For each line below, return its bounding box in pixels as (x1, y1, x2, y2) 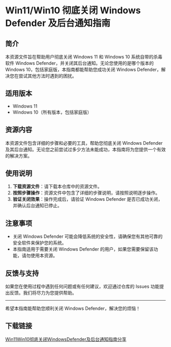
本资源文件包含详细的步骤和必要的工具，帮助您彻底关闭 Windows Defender (5, 140, 163, 146)
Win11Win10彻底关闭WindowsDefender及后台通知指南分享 (5, 336, 127, 342)
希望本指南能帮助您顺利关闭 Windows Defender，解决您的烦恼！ (5, 305, 141, 311)
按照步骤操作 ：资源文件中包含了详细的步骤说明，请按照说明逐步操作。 (12, 190, 160, 196)
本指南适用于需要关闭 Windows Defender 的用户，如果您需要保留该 (12, 246, 154, 252)
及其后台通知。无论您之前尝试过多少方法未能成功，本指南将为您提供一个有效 (5, 146, 166, 152)
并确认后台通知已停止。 (12, 202, 62, 209)
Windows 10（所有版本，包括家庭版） (12, 109, 92, 115)
